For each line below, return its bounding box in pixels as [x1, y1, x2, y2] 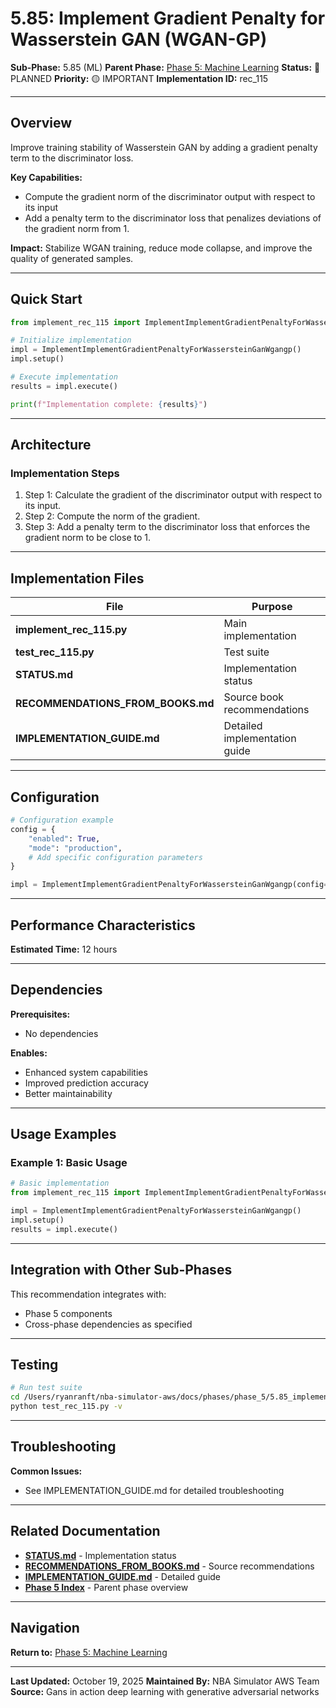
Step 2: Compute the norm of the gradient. [24, 510, 201, 522]
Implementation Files [10, 570, 145, 587]
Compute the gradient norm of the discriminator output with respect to [24, 190, 316, 202]
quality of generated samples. [10, 252, 134, 264]
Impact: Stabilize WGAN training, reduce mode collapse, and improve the [10, 242, 313, 254]
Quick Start [10, 291, 83, 308]
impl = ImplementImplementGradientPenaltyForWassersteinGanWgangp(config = [10, 880, 329, 890]
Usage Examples [10, 1126, 117, 1143]
